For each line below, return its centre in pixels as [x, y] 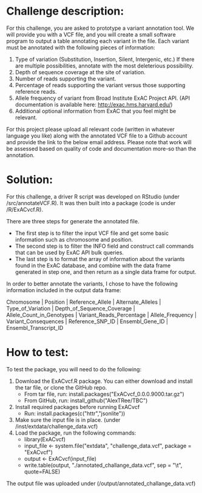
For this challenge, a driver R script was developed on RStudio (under [93, 197]
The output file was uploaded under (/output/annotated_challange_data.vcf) [101, 483]
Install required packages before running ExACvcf [77, 407]
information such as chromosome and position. [74, 239]
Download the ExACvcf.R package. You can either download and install [104, 381]
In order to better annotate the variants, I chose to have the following [92, 284]
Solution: [30, 180]
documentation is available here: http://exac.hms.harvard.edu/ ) [94, 104]
